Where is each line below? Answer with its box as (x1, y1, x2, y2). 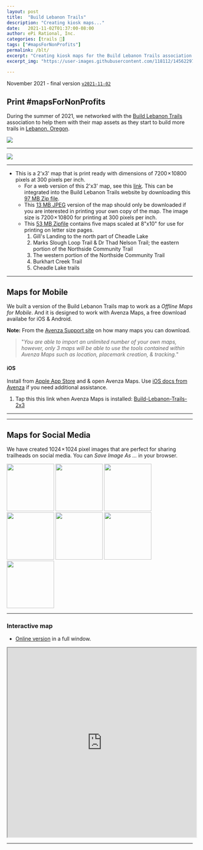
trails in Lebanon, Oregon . (6, 125, 70, 132)
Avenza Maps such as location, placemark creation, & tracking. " (21, 351, 179, 358)
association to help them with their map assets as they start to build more (6, 119, 185, 126)
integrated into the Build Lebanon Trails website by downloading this (24, 189, 191, 196)
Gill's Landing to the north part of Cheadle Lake (32, 233, 149, 240)
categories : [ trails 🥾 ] (6, 36, 66, 42)
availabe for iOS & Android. (6, 315, 73, 323)
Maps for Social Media (6, 430, 91, 440)
